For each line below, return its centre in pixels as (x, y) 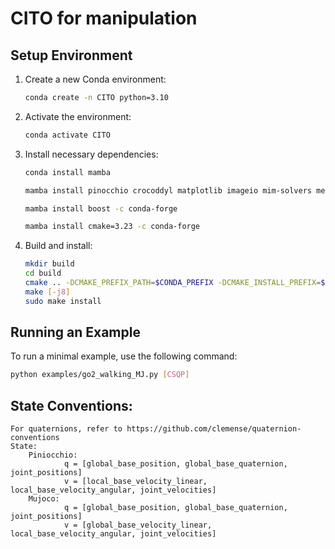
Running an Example (75, 332)
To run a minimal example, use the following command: (124, 356)
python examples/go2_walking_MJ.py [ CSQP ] (100, 375)
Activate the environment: (78, 116)
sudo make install (63, 301)
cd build (43, 273)
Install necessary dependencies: (91, 154)
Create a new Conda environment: (95, 79)
